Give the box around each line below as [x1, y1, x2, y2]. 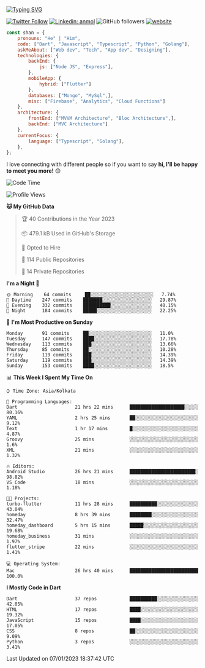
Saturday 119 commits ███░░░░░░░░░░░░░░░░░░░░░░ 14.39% [6, 357, 176, 364]
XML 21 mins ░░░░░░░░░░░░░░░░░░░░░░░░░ [6, 447, 199, 454]
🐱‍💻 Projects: [6, 495, 40, 502]
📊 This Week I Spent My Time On [6, 374, 93, 381]
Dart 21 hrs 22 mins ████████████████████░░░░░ [6, 404, 199, 411]
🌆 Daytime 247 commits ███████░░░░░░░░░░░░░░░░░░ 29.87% [6, 297, 176, 304]
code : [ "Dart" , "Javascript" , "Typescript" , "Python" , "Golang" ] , [17, 41, 190, 47]
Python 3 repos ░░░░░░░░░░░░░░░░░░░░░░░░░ [6, 639, 199, 645]
